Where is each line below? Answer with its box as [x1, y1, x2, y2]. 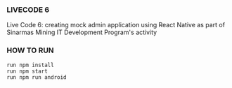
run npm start [6, 68, 49, 75]
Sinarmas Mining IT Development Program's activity [6, 28, 157, 36]
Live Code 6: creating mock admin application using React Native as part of [6, 21, 226, 29]
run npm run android [6, 73, 67, 81]
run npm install [6, 61, 54, 68]
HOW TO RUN [6, 45, 54, 55]
